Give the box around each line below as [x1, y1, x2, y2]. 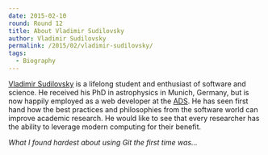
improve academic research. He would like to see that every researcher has [8, 113, 260, 123]
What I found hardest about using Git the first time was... [8, 137, 198, 147]
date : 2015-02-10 [8, 11, 67, 20]
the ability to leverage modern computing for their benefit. [8, 122, 202, 132]
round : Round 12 [8, 19, 63, 27]
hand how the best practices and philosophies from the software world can [8, 104, 258, 114]
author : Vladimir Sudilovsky [8, 34, 107, 43]
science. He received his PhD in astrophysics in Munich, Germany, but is [8, 87, 249, 97]
